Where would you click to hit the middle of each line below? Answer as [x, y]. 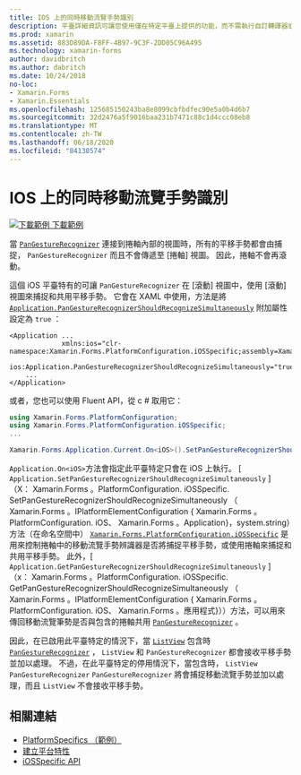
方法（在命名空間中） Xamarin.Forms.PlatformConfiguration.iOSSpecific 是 [149, 534]
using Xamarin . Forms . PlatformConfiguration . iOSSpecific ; [118, 426]
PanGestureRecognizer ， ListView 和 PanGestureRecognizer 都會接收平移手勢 [150, 652]
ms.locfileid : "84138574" [57, 151]
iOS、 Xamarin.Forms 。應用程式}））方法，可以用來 [190, 611]
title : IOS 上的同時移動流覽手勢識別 [72, 17]
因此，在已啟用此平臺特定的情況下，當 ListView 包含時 [110, 641]
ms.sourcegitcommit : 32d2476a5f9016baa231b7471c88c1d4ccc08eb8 [130, 117]
